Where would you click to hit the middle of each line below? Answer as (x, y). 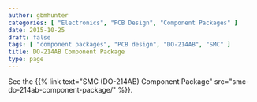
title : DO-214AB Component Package (67, 52)
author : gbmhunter (38, 15)
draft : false (30, 37)
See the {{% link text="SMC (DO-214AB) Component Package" (110, 81)
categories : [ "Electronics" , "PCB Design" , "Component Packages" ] (123, 23)
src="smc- (232, 81)
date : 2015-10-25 (37, 30)
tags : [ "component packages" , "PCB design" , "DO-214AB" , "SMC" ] (119, 45)
